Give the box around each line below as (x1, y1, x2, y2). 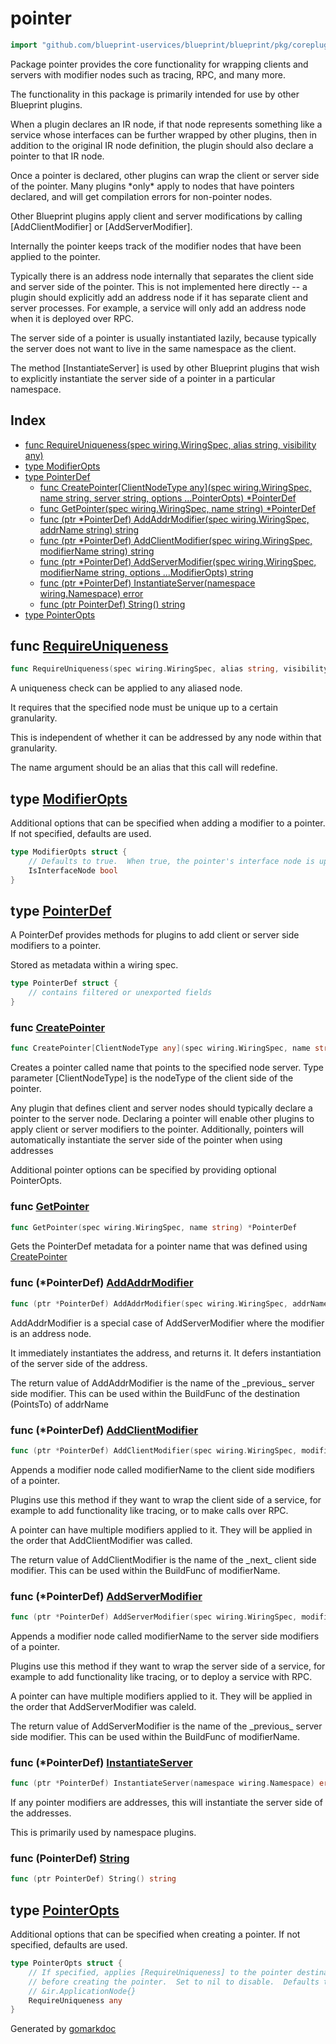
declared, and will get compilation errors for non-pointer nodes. (10, 190, 273, 202)
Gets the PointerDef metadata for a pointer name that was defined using (10, 1240, 308, 1252)
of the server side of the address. (10, 1357, 148, 1369)
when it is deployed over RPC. (10, 312, 135, 324)
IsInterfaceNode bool (28, 865, 118, 876)
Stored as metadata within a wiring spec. (10, 959, 179, 971)
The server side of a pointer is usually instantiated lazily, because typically (10, 332, 317, 344)
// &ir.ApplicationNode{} (28, 1986, 137, 1996)
